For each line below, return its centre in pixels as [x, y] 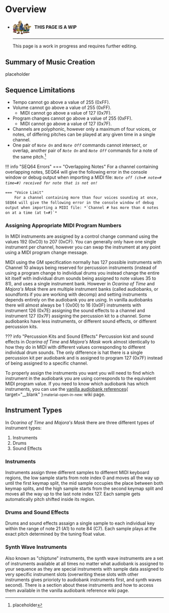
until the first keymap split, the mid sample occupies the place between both [84, 483]
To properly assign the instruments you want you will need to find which [80, 373]
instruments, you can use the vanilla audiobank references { [67, 389]
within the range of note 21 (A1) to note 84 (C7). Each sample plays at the [81, 529]
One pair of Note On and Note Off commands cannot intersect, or [80, 145]
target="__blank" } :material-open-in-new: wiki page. [55, 394]
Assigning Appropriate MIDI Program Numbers [63, 225]
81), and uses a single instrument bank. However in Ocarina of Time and [80, 284]
